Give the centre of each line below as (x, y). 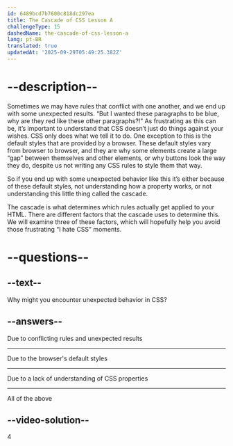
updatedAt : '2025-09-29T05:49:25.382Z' (65, 53)
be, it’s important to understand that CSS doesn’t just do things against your (115, 128)
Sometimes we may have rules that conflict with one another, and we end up (116, 106)
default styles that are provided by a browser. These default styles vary (109, 143)
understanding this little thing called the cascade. (78, 193)
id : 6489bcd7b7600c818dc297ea (51, 14)
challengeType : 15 (34, 26)
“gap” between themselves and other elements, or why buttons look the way (116, 158)
